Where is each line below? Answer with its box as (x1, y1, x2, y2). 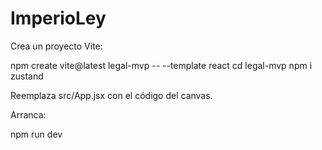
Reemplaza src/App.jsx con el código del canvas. (10, 89, 213, 101)
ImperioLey (10, 7, 107, 30)
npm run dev (10, 128, 63, 140)
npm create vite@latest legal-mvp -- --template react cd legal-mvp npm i (10, 59, 313, 71)
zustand (10, 70, 44, 82)
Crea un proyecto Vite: (10, 40, 103, 52)
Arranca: (10, 108, 47, 121)
